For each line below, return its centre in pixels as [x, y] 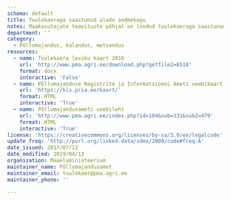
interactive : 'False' [50, 77]
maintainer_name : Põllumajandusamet [59, 167]
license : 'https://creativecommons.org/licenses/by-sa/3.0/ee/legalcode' [115, 135]
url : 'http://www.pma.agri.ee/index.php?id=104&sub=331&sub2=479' [117, 115]
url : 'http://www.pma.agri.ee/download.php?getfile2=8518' [106, 65]
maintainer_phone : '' [38, 179]
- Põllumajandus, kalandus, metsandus [69, 45]
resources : [23, 52]
